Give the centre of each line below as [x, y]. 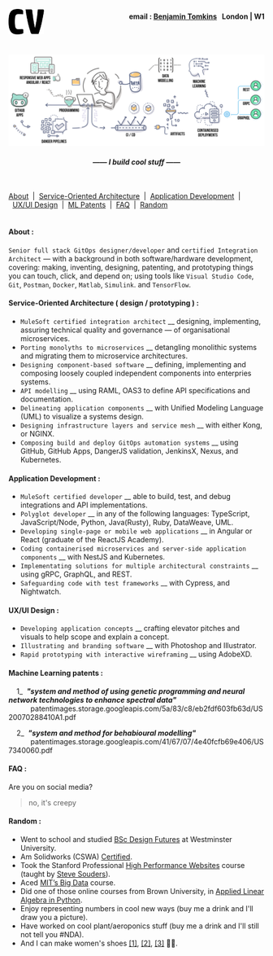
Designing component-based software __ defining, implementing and [133, 364]
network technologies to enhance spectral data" [93, 699]
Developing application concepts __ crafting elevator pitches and [130, 629]
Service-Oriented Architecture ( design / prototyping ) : [104, 303]
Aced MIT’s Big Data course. [68, 882]
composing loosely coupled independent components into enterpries [136, 373]
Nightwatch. [41, 592]
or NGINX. [37, 433]
